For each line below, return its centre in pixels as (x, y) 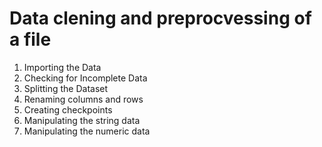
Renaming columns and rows (83, 99)
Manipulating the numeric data (87, 131)
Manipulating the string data (82, 120)
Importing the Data (62, 67)
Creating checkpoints (68, 109)
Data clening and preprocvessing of (160, 18)
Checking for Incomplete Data (85, 78)
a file (30, 39)
